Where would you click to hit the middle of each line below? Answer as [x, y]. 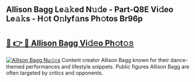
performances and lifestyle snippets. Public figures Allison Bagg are [107, 66]
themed [16, 66]
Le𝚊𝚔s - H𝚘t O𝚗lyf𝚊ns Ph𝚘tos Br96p [75, 19]
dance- [179, 60]
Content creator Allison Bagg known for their [115, 60]
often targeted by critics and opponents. [55, 73]
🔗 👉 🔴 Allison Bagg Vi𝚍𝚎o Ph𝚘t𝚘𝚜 [70, 43]
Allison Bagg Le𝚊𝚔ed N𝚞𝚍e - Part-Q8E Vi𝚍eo [90, 10]
